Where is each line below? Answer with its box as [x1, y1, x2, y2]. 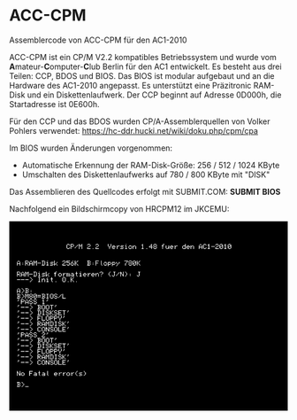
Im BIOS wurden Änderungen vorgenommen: [9, 143, 173, 153]
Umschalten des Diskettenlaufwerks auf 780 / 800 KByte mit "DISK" [21, 169, 270, 180]
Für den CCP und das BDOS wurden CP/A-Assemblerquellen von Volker [9, 116, 270, 127]
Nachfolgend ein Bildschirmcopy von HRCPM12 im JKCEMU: [9, 203, 230, 214]
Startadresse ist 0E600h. [9, 98, 100, 109]
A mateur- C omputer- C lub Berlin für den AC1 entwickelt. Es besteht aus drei [9, 61, 282, 72]
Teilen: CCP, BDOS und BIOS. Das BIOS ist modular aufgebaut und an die [9, 70, 276, 81]
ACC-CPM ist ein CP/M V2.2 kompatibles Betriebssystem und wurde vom [9, 51, 277, 62]
